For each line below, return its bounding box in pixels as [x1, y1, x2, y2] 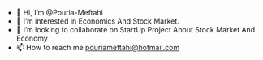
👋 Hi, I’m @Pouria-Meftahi [15, 8, 103, 17]
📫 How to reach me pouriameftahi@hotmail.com [15, 43, 180, 52]
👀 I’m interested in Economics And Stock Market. [15, 16, 180, 26]
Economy [15, 33, 49, 43]
